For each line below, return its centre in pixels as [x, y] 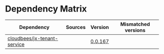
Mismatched [135, 24]
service [16, 44]
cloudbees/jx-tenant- [33, 38]
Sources [76, 27]
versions [135, 30]
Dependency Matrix [46, 9]
